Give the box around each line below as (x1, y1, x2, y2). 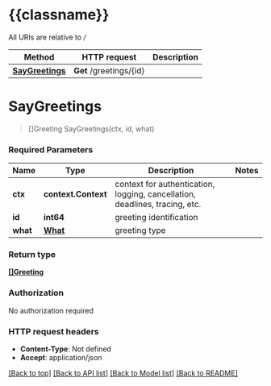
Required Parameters (8, 143, 94, 155)
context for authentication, (115, 179, 215, 190)
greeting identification (115, 212, 198, 223)
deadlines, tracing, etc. (115, 199, 202, 210)
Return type (8, 249, 56, 260)
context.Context (43, 189, 107, 200)
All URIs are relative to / (8, 32, 86, 42)
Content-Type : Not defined (19, 344, 111, 354)
